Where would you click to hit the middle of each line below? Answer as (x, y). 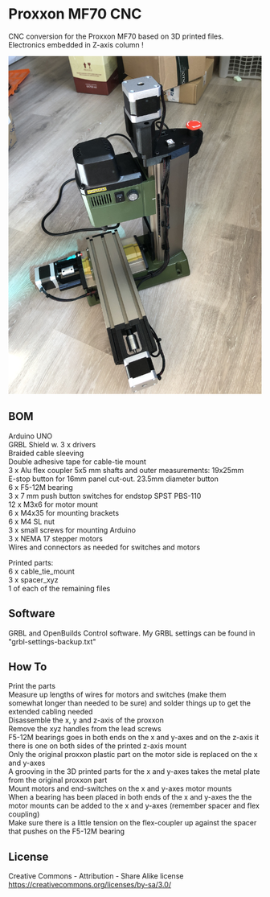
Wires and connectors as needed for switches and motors (104, 547)
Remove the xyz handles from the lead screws (85, 729)
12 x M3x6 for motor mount (53, 504)
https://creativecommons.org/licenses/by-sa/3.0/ (90, 885)
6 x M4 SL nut (31, 521)
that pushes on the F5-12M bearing (67, 831)
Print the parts (32, 686)
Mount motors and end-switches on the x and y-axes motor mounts (120, 788)
